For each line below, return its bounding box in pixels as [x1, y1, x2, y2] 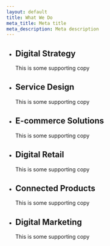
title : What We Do [6, 15, 53, 21]
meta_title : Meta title [6, 20, 67, 26]
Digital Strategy [15, 48, 76, 58]
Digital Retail [15, 149, 64, 160]
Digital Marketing [15, 217, 82, 227]
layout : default [6, 9, 47, 15]
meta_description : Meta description [6, 26, 99, 32]
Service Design [15, 82, 75, 92]
